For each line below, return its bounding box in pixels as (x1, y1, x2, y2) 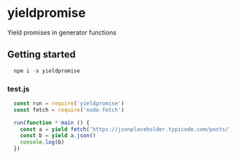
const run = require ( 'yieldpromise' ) (13, 100, 125, 107)
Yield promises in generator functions (7, 28, 116, 37)
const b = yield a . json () (20, 132, 97, 139)
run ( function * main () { (13, 119, 90, 126)
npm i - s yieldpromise (13, 67, 80, 75)
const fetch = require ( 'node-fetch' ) (13, 106, 125, 113)
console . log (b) (20, 139, 65, 146)
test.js (7, 84, 30, 94)
